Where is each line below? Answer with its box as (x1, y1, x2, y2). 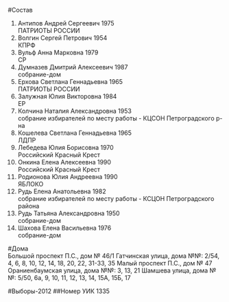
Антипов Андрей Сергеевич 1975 (17, 19, 115, 27)
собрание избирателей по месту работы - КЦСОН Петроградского (17, 114, 215, 122)
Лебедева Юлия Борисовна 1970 (17, 144, 114, 151)
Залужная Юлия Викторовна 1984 (17, 92, 117, 100)
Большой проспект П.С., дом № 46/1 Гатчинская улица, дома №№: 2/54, (8, 252, 220, 260)
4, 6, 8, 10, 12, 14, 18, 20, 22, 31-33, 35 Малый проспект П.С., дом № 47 (8, 259, 213, 267)
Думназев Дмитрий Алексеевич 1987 (17, 63, 128, 71)
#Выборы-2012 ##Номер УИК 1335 (8, 287, 110, 295)
